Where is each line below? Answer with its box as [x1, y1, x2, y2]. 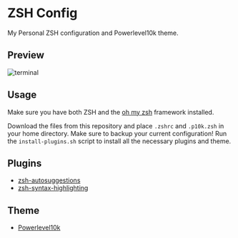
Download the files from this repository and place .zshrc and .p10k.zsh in [7, 121, 224, 130]
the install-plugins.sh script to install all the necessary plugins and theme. [7, 137, 232, 145]
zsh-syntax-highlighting [17, 184, 89, 192]
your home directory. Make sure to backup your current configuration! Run [7, 129, 227, 138]
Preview [7, 49, 45, 61]
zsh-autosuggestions [17, 176, 81, 185]
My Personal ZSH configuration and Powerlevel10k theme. [7, 29, 179, 37]
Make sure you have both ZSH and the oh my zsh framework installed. [7, 108, 214, 116]
